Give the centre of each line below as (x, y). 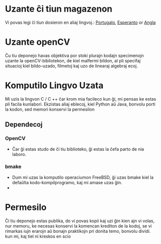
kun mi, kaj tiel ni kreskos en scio (38, 236)
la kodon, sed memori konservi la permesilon (50, 109)
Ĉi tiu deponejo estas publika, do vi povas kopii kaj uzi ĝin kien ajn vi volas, (80, 221)
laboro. (19, 154)
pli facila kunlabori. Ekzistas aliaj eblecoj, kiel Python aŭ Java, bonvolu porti (80, 104)
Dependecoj (24, 125)
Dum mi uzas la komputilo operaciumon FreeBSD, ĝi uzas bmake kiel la (83, 177)
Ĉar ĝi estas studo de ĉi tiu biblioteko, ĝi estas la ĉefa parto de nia (78, 149)
